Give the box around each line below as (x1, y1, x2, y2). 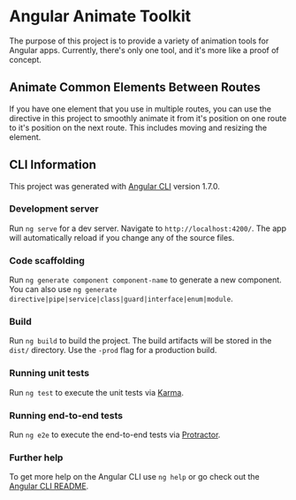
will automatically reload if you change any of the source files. (9, 232, 235, 242)
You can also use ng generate (9, 284, 118, 295)
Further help (9, 451, 64, 464)
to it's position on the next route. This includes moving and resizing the (9, 122, 268, 133)
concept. (9, 54, 42, 65)
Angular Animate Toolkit (9, 6, 192, 27)
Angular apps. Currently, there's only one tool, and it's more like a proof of (9, 44, 280, 55)
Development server (9, 203, 99, 215)
